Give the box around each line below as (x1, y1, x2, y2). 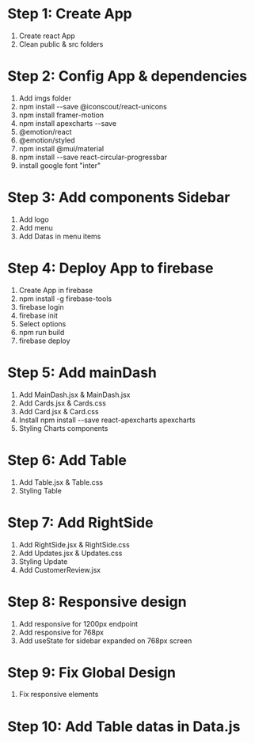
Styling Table (18, 486, 63, 495)
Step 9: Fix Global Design (7, 663, 176, 681)
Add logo (18, 215, 49, 224)
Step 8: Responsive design (7, 592, 187, 611)
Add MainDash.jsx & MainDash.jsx (18, 390, 131, 399)
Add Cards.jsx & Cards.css (18, 398, 106, 408)
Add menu (18, 223, 53, 232)
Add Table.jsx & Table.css (18, 477, 104, 487)
